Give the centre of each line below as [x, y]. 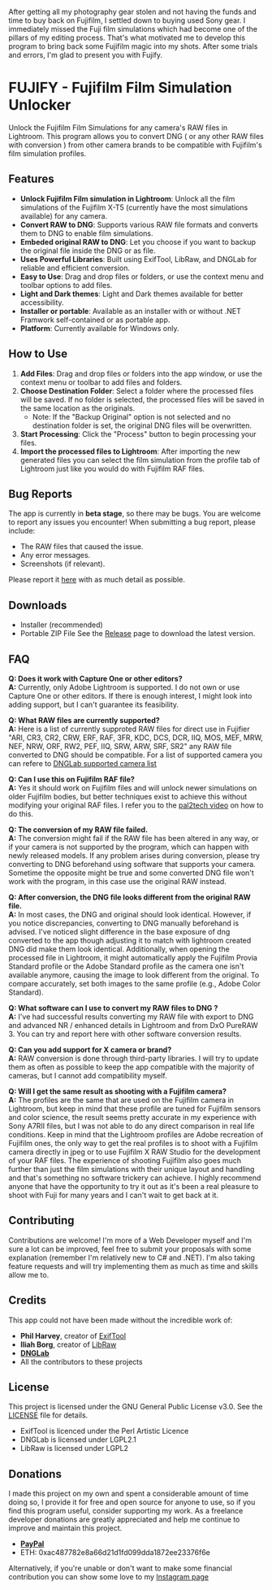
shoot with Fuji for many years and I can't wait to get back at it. [114, 1195]
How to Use [38, 354]
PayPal [32, 1544]
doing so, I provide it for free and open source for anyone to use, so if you [132, 1502]
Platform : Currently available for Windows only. [99, 328]
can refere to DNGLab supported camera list [82, 763]
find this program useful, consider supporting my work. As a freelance [126, 1511]
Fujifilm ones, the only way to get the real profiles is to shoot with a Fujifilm [133, 1143]
